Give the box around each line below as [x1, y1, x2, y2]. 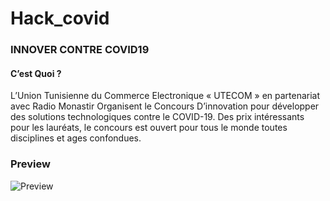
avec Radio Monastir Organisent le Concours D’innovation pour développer [10, 100, 320, 112]
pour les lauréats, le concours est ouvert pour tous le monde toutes [10, 122, 288, 134]
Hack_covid [10, 7, 110, 30]
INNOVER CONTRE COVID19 [10, 43, 150, 57]
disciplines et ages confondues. [10, 132, 142, 144]
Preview [10, 157, 51, 171]
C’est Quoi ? [10, 67, 62, 79]
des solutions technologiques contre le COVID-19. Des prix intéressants [10, 111, 305, 123]
